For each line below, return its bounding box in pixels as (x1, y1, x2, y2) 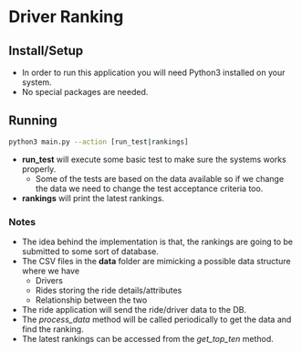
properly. (21, 163, 57, 175)
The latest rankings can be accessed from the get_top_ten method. (21, 333, 275, 344)
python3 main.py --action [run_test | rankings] (8, 137, 189, 146)
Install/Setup (8, 43, 84, 59)
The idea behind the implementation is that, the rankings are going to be (21, 236, 294, 247)
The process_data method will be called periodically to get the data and (21, 314, 292, 325)
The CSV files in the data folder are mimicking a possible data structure (21, 255, 291, 266)
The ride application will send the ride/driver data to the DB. (21, 304, 247, 315)
